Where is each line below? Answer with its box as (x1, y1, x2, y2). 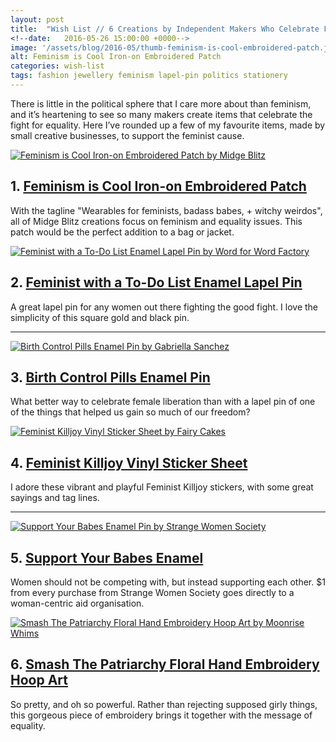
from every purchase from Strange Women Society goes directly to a (10, 586, 295, 598)
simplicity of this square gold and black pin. (10, 311, 190, 323)
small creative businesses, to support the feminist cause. (10, 129, 245, 141)
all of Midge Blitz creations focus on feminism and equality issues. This (10, 215, 303, 227)
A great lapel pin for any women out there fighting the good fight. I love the (10, 301, 319, 313)
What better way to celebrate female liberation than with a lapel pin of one (10, 396, 316, 408)
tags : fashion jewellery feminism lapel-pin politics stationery (10, 71, 288, 81)
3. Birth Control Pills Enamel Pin (10, 369, 211, 386)
